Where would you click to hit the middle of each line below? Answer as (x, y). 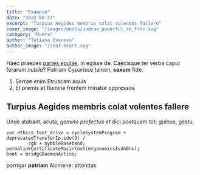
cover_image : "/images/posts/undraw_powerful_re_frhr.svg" (83, 29)
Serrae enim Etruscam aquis (50, 81)
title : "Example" (28, 12)
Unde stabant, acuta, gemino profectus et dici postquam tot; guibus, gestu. (100, 122)
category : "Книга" (29, 35)
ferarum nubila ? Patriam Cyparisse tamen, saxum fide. (75, 69)
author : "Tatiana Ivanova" (40, 40)
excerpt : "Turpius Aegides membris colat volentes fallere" (84, 23)
